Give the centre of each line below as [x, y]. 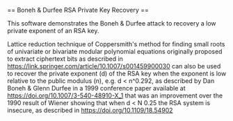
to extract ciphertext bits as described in [65, 59]
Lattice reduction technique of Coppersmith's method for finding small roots [116, 44]
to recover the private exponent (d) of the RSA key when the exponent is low [117, 73]
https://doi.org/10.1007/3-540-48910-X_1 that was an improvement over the [115, 95]
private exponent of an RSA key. [53, 31]
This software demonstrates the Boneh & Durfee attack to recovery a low [112, 23]
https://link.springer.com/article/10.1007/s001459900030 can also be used [114, 66]
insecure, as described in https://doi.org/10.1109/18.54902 [90, 110]
